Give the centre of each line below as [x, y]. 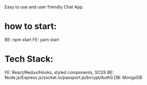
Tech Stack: [29, 59]
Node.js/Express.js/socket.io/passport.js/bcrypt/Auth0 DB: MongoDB [73, 77]
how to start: [31, 26]
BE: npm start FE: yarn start [32, 39]
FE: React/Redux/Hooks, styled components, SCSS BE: [59, 72]
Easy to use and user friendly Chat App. [44, 7]
